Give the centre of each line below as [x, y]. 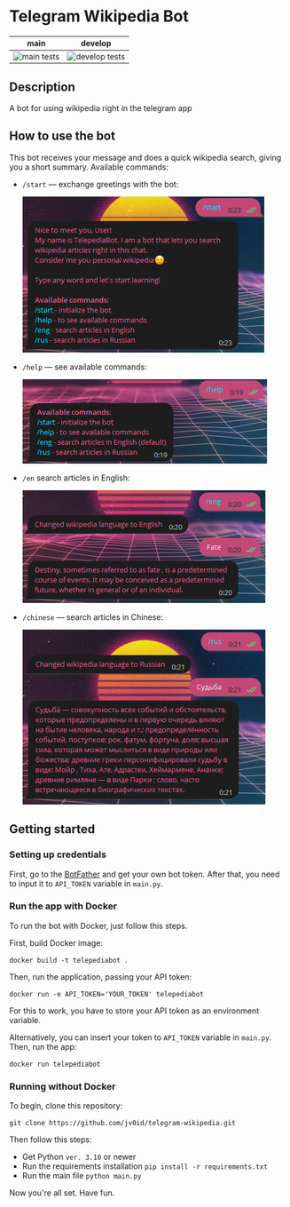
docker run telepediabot [55, 1064]
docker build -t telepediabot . [69, 960]
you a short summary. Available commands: [89, 167]
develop [96, 44]
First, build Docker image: [56, 942]
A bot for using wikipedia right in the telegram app [101, 108]
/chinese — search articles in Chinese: [93, 617]
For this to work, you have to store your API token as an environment [134, 1011]
